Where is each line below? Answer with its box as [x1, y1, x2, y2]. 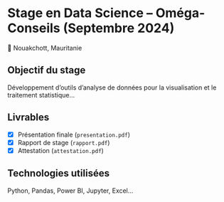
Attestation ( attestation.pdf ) [17, 146, 105, 154]
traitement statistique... [7, 90, 75, 99]
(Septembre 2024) [63, 20, 175, 36]
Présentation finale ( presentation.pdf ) [17, 130, 130, 139]
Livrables [7, 112, 50, 124]
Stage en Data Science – [7, 5, 153, 21]
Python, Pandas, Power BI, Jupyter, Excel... [7, 186, 134, 195]
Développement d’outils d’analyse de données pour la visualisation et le [7, 83, 217, 92]
